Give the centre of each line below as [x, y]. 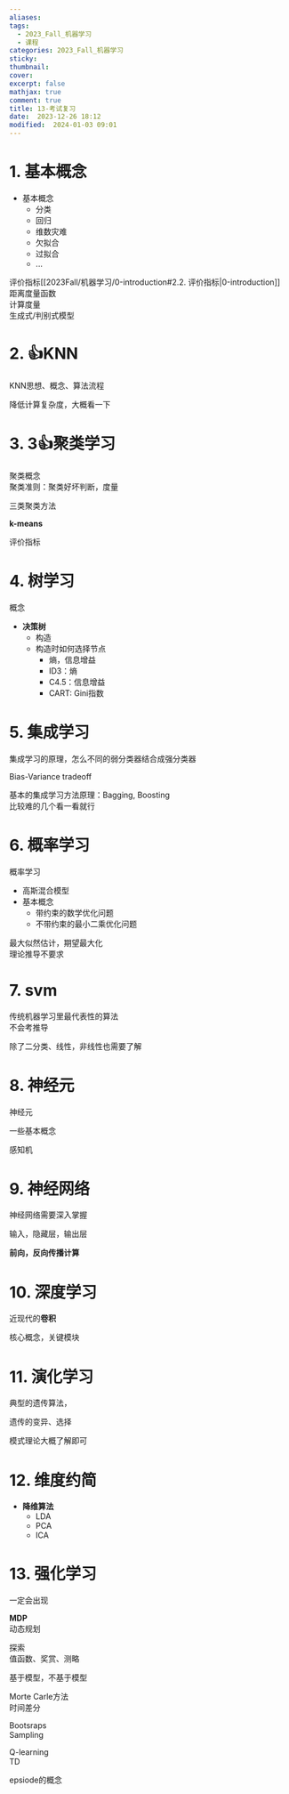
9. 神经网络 [50, 1188]
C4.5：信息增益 [77, 682]
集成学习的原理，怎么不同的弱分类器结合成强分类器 [103, 758]
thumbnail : [29, 68]
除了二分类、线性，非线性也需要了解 [76, 1046]
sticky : [24, 59]
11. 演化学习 [52, 1377]
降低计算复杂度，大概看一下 [60, 404]
